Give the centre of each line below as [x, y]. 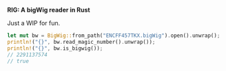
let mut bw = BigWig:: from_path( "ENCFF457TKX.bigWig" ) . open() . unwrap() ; [114, 35]
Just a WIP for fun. [34, 23]
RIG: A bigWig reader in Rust [49, 10]
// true [18, 61]
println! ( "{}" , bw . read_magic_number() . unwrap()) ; [81, 42]
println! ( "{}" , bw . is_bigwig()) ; [55, 48]
